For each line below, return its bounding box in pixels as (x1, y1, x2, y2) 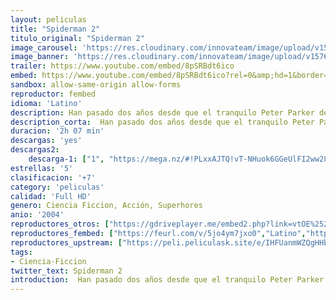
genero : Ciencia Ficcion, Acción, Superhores (10, 201, 203, 211)
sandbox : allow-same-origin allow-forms (10, 80, 182, 90)
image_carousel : (10, 42, 78, 53)
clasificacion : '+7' (10, 172, 97, 183)
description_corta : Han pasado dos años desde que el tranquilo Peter (10, 117, 315, 127)
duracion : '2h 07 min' (10, 126, 105, 136)
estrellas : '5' (10, 163, 74, 173)
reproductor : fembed (10, 89, 97, 99)
